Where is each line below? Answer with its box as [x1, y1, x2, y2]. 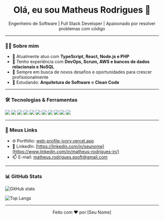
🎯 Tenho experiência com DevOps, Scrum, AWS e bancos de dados [12, 59, 150, 65]
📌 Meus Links [5, 127, 38, 134]
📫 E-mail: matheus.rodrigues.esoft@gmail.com [12, 154, 108, 160]
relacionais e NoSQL [12, 64, 55, 70]
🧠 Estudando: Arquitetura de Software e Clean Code [12, 80, 120, 85]
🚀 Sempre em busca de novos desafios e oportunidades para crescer [12, 69, 152, 75]
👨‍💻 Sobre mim [5, 42, 39, 49]
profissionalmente [12, 74, 49, 80]
